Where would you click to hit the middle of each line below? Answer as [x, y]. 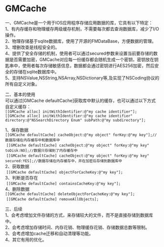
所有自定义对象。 [22, 84]
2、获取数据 [17, 166]
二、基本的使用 [20, 94]
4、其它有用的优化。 [26, 239]
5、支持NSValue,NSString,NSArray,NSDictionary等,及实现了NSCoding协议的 [82, 78]
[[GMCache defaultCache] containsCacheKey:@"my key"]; [64, 184]
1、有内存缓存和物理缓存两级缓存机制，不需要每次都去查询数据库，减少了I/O [82, 29]
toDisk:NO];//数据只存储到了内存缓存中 [41, 150]
